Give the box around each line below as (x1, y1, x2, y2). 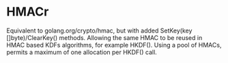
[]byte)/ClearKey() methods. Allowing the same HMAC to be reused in (6, 33, 203, 41)
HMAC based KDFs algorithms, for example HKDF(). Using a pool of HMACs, (6, 41, 222, 49)
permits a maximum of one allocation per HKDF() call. (6, 48, 158, 56)
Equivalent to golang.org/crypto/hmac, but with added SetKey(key (6, 26, 193, 35)
